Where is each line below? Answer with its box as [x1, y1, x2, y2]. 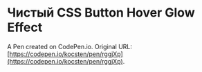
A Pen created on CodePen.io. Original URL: [7, 42, 133, 51]
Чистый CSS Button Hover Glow [7, 5, 195, 21]
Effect [7, 19, 43, 35]
